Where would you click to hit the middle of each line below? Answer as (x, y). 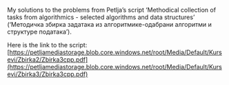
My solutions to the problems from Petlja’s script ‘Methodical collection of (111, 10)
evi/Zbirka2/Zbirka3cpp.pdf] (48, 60)
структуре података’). (40, 32)
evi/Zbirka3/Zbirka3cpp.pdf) (48, 74)
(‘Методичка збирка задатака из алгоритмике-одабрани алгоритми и (110, 24)
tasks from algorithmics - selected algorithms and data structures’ (101, 17)
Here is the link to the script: (47, 45)
